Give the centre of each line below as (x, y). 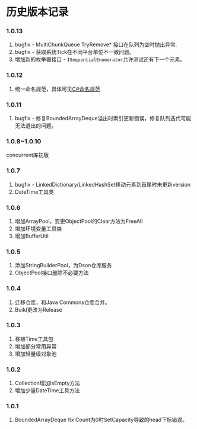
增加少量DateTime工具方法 (47, 390)
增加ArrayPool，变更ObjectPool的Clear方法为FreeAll (79, 221)
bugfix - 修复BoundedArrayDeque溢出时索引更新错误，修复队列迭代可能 (103, 119)
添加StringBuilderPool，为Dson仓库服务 (63, 265)
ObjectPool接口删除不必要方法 (52, 273)
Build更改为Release (38, 309)
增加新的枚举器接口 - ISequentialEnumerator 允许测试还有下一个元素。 (100, 59)
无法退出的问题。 (36, 126)
